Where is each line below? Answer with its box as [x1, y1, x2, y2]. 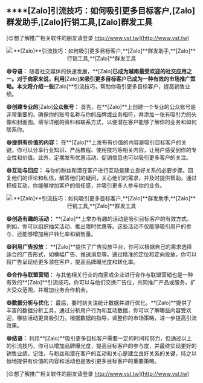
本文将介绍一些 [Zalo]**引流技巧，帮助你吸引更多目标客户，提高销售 [16, 82, 185, 90]
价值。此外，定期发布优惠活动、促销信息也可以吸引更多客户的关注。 [22, 154, 192, 161]
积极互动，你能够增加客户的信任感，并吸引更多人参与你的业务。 [6, 182, 165, 189]
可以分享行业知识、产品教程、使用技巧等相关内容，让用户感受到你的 [22, 146, 192, 153]
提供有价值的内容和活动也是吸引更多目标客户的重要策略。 [16, 357, 160, 364]
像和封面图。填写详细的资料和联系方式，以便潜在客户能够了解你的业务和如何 [6, 118, 197, 125]
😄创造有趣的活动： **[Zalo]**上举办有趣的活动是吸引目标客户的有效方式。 [6, 215, 192, 222]
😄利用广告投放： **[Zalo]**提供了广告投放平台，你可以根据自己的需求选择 [6, 243, 192, 250]
